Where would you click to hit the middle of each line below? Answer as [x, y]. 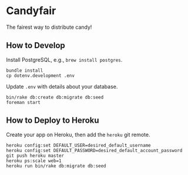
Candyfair [31, 11]
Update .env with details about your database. [62, 86]
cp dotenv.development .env [41, 75]
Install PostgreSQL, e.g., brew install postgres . [64, 59]
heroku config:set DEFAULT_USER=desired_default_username [78, 145]
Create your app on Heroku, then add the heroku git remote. [78, 134]
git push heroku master [35, 156]
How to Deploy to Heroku [53, 121]
